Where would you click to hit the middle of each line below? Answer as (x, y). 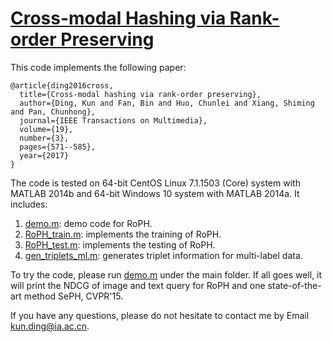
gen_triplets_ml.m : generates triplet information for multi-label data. (163, 255)
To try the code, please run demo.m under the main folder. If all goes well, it (166, 274)
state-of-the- (294, 285)
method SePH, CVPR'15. (73, 296)
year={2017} (44, 155)
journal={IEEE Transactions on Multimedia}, (113, 120)
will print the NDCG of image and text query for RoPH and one (138, 285)
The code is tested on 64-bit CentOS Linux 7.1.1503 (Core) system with (155, 183)
